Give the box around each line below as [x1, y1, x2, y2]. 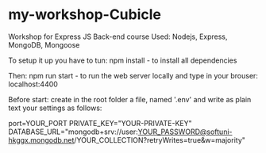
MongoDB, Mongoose [8, 40, 80, 49]
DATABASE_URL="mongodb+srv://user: [8, 127, 139, 136]
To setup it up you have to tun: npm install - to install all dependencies [8, 55, 237, 65]
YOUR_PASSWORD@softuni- [137, 127, 233, 136]
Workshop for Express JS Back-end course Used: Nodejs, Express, [8, 32, 228, 41]
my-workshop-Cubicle [8, 6, 161, 24]
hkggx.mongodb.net [8, 135, 75, 144]
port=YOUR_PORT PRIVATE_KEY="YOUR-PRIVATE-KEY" [8, 118, 192, 128]
